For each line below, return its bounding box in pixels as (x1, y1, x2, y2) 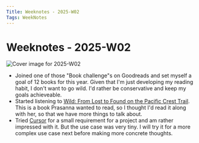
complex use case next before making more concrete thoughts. (14, 130, 173, 137)
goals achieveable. (14, 91, 62, 98)
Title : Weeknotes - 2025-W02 (6, 8, 80, 15)
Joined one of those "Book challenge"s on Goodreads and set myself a (14, 72, 192, 79)
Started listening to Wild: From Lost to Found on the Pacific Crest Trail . (14, 98, 190, 105)
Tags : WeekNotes (6, 14, 47, 21)
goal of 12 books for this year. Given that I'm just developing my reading (14, 78, 194, 86)
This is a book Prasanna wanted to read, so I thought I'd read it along (14, 104, 186, 112)
